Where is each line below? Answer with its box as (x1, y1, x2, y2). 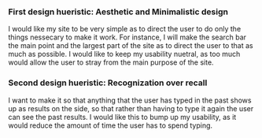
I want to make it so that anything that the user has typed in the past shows (8, 95, 252, 105)
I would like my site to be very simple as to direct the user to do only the (8, 24, 242, 34)
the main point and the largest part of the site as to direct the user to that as (8, 41, 253, 50)
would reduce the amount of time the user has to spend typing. (8, 121, 213, 130)
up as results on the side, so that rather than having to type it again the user (8, 103, 254, 113)
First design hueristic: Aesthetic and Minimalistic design (8, 6, 228, 17)
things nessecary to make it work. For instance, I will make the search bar (8, 32, 246, 42)
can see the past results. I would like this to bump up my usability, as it (8, 112, 237, 121)
